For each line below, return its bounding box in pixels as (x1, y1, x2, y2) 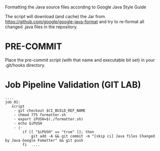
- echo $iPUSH (14, 121, 42, 126)
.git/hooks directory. (5, 62, 46, 68)
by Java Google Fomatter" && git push (5, 138, 83, 143)
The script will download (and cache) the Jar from (5, 14, 105, 19)
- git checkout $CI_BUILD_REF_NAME (14, 108, 86, 113)
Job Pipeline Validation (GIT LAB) (5, 79, 142, 91)
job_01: (5, 99, 21, 104)
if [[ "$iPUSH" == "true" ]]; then (22, 129, 95, 134)
